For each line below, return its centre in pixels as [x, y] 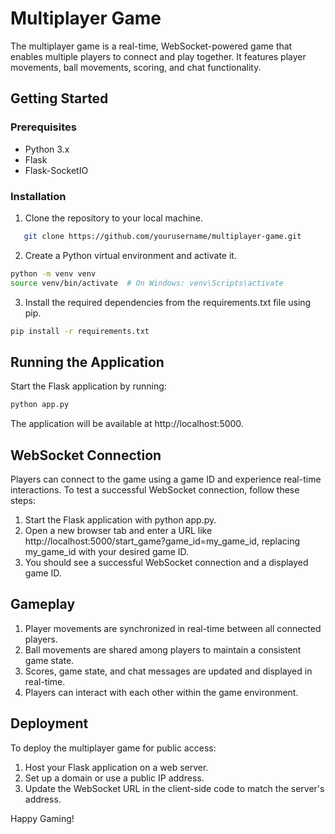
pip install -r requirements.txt [80, 331]
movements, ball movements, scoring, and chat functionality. [136, 67]
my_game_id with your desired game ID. [107, 551]
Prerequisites [43, 127]
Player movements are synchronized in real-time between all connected [173, 628]
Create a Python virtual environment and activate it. [130, 255]
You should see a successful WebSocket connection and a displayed [166, 562]
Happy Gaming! [42, 818]
